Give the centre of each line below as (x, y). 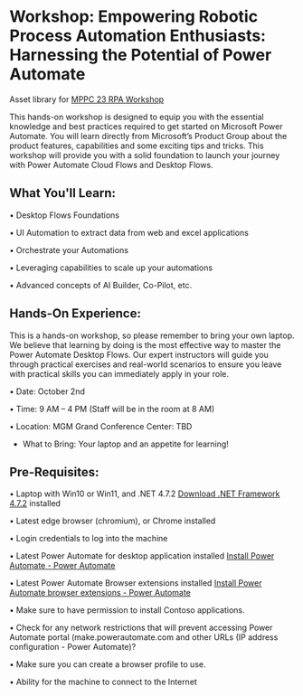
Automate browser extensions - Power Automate (100, 593)
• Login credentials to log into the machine (89, 539)
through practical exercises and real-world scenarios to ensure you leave (146, 364)
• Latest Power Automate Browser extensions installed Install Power (136, 583)
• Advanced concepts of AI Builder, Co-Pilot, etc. (101, 285)
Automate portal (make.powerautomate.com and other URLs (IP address (144, 637)
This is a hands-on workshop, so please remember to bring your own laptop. (152, 335)
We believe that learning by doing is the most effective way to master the (145, 344)
